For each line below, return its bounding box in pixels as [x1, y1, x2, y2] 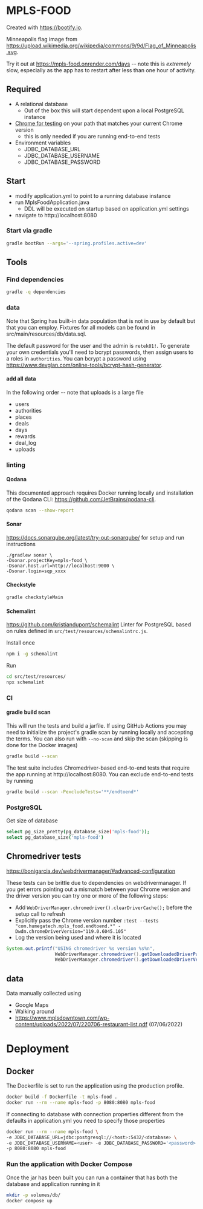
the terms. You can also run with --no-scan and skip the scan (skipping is [6, 735, 188, 742]
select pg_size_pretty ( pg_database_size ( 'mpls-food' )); [6, 829, 150, 835]
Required [6, 84, 41, 95]
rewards [14, 432, 36, 440]
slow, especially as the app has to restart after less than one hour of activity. [6, 66, 196, 73]
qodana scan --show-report [6, 507, 74, 513]
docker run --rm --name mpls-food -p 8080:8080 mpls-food [6, 1099, 155, 1105]
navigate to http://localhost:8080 [14, 211, 97, 218]
